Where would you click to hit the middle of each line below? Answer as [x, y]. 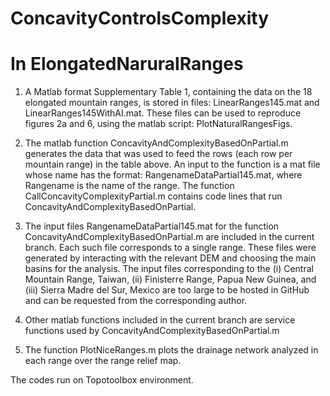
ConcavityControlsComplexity [140, 18]
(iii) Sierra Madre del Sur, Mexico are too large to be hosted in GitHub [167, 290]
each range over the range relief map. [103, 361]
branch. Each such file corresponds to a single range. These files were [170, 248]
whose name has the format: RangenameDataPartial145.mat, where [163, 175]
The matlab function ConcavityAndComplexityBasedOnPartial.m [156, 143]
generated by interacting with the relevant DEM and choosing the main [170, 258]
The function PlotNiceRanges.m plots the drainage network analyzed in [171, 350]
